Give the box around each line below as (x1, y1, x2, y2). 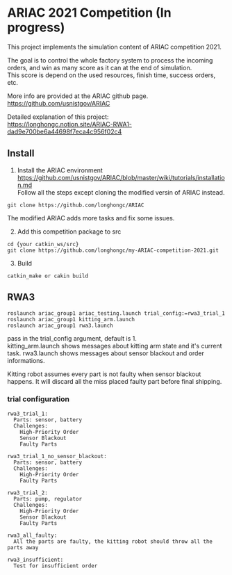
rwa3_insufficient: (7, 556, 64, 563)
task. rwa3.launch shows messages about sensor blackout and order (7, 349, 205, 357)
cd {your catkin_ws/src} (7, 241, 79, 248)
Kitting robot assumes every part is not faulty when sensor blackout (7, 370, 201, 378)
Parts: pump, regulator (13, 495, 82, 502)
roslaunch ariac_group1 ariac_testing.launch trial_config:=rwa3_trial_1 (7, 309, 226, 317)
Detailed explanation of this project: (7, 113, 109, 121)
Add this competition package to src (17, 227, 122, 236)
